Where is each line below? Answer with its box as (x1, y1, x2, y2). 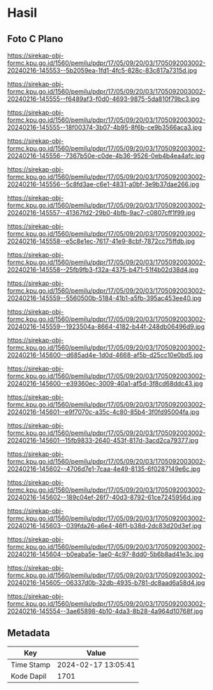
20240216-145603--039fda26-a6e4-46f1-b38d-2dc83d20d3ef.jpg (7, 522, 202, 530)
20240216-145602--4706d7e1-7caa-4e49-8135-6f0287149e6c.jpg (7, 464, 200, 473)
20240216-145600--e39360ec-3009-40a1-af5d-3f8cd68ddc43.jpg (7, 380, 203, 387)
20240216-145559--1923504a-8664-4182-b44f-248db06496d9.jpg (7, 322, 205, 331)
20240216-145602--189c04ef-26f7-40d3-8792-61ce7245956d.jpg (7, 493, 202, 502)
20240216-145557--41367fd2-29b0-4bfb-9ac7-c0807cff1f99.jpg (7, 209, 196, 216)
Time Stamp (10, 660, 51, 670)
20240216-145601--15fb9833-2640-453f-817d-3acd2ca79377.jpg (7, 436, 199, 444)
